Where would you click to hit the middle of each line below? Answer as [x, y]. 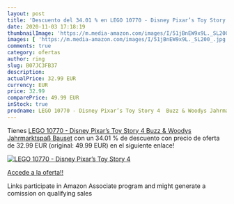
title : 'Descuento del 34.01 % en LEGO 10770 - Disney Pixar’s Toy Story [117, 20]
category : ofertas [34, 53]
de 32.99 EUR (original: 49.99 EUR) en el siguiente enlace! [91, 145]
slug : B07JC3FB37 [32, 65]
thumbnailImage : [31, 33]
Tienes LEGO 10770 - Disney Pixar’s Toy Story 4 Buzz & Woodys [99, 130]
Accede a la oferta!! [36, 172]
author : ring [26, 59]
